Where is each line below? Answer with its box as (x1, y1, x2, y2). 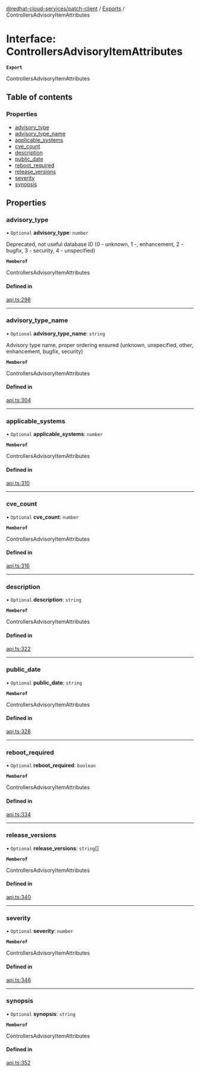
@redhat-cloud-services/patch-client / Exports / (6, 5, 125, 12)
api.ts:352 (6, 1059, 31, 1067)
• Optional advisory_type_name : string (6, 330, 105, 337)
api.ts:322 (6, 645, 31, 652)
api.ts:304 (6, 397, 32, 404)
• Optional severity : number (6, 927, 73, 934)
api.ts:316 (6, 562, 30, 569)
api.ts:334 (6, 811, 32, 818)
